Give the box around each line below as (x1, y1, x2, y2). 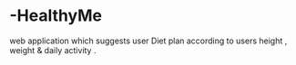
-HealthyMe (9, 5, 103, 26)
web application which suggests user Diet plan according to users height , (9, 35, 288, 46)
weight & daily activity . (9, 44, 97, 55)
